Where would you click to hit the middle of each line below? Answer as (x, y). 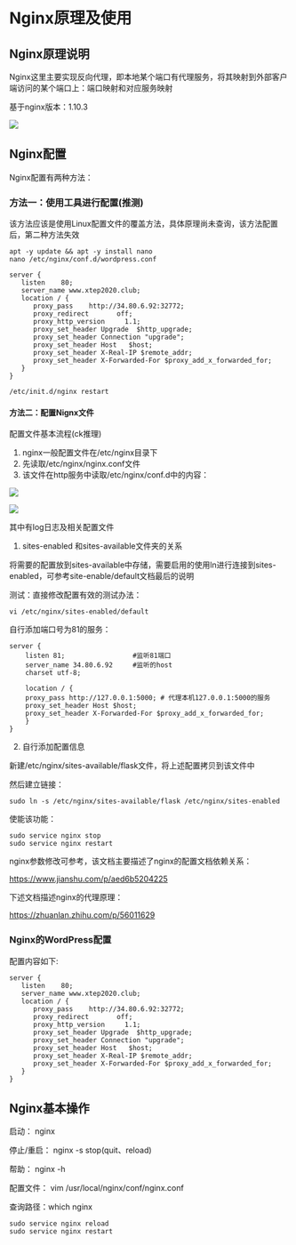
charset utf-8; (53, 673)
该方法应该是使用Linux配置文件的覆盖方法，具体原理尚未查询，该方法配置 (144, 224)
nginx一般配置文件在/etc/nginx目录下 (90, 453)
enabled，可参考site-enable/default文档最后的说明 (102, 576)
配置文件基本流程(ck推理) (56, 434)
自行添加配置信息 (53, 747)
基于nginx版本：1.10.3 (49, 107)
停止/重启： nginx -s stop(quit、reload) (81, 1150)
